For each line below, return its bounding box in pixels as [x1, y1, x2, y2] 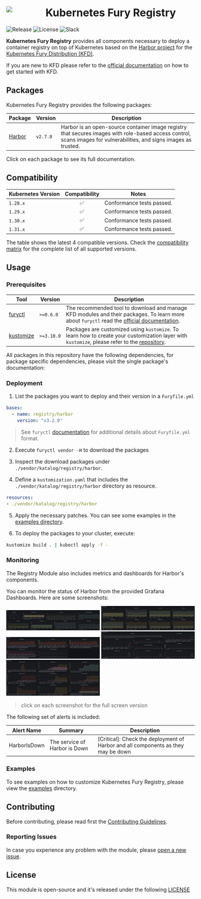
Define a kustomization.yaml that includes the [14, 476, 129, 483]
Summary [59, 727, 84, 734]
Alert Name [11, 727, 42, 734]
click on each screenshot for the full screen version [20, 702, 148, 709]
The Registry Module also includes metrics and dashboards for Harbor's [6, 569, 184, 577]
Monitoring [6, 556, 39, 565]
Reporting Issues [6, 833, 57, 841]
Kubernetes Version [8, 190, 60, 197]
